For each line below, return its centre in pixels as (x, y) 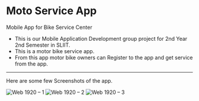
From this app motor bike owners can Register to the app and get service (104, 57)
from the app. (31, 64)
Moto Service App (52, 11)
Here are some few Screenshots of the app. (59, 80)
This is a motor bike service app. (54, 51)
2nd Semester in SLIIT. (42, 45)
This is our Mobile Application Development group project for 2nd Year (101, 38)
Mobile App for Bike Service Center (49, 27)
